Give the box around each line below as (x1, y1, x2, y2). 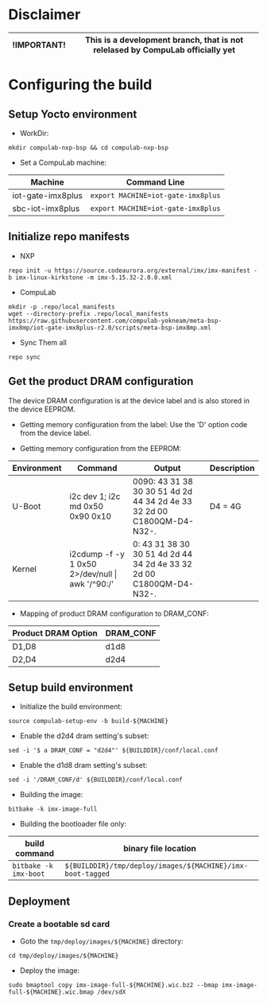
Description (209, 462, 255, 473)
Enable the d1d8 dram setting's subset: (19, 761, 148, 770)
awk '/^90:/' (69, 578, 114, 590)
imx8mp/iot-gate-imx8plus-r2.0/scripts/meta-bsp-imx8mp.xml (8, 324, 212, 332)
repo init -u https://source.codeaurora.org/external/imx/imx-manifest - (8, 267, 258, 274)
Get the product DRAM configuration (8, 375, 194, 388)
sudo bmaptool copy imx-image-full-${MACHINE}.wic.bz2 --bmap (8, 981, 219, 990)
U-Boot (12, 500, 41, 512)
